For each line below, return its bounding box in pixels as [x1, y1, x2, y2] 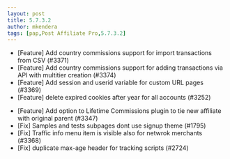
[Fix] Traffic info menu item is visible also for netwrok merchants [17, 129, 203, 137]
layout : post [7, 10, 45, 17]
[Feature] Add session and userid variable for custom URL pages [17, 78, 204, 87]
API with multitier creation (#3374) [17, 71, 116, 79]
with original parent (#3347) [17, 114, 98, 123]
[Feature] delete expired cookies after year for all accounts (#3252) [17, 93, 211, 102]
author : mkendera [7, 23, 58, 30]
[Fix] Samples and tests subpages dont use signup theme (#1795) [17, 121, 206, 130]
